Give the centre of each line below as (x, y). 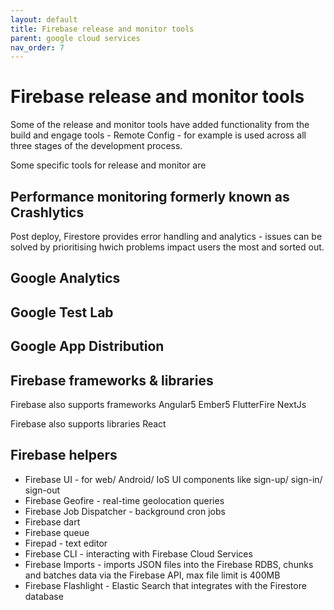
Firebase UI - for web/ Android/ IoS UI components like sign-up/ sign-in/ (173, 479)
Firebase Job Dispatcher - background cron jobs (125, 511)
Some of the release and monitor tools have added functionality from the (160, 125)
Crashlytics (47, 212)
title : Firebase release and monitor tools (102, 29)
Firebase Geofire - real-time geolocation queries (124, 500)
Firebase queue (57, 532)
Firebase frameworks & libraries (112, 380)
